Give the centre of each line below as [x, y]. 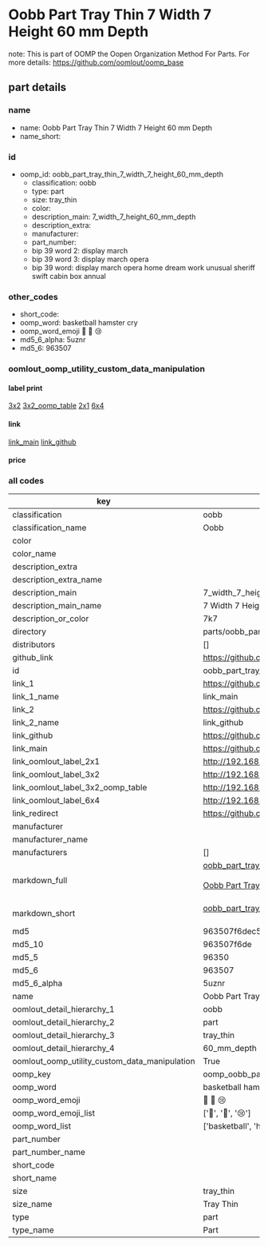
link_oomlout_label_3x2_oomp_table [80, 787]
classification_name [49, 527]
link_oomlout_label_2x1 [56, 762]
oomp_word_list [42, 1126]
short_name [35, 1178]
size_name [32, 1204]
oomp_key [32, 1074]
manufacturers [40, 853]
